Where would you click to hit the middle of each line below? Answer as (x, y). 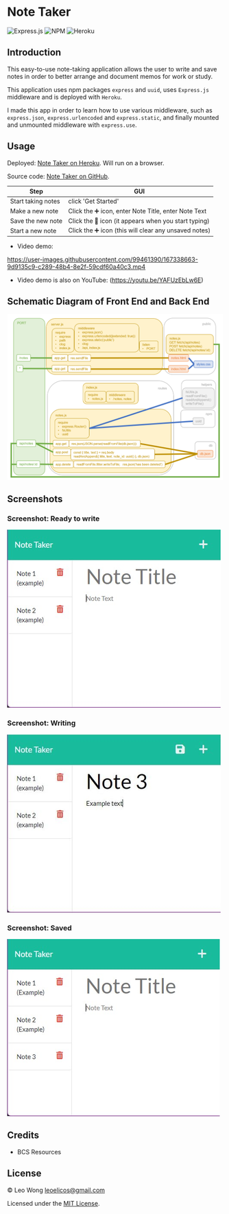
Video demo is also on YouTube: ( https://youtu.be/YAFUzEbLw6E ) (110, 280)
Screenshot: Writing (41, 723)
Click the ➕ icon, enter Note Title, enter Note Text (137, 211)
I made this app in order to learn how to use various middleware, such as (110, 110)
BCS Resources (39, 1152)
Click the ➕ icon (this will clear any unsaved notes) (140, 230)
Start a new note (33, 230)
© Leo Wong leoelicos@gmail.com (56, 1190)
